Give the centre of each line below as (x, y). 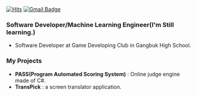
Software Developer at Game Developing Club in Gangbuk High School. (103, 46)
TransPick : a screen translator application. (68, 86)
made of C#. (30, 80)
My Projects (24, 61)
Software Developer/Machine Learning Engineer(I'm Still (90, 25)
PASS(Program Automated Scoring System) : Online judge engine (97, 74)
